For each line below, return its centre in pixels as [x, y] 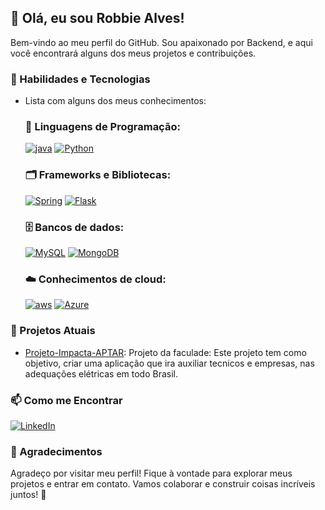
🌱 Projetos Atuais [53, 331]
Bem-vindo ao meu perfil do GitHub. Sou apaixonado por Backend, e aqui [161, 42]
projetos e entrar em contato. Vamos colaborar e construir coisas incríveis [163, 484]
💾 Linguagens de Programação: [102, 127]
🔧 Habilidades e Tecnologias [80, 79]
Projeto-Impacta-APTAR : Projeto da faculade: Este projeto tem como [165, 352]
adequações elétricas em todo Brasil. [101, 373]
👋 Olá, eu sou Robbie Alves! [97, 18]
